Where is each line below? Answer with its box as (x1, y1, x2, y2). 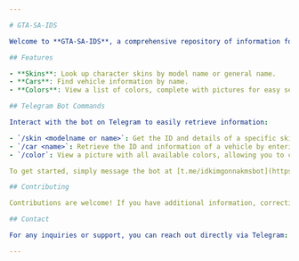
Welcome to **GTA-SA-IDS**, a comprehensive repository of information (9, 37, 280, 45)
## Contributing (9, 183, 69, 192)
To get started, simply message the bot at (9, 167, 174, 175)
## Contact (9, 215, 50, 224)
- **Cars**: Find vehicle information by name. (9, 77, 190, 86)
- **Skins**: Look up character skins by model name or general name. (9, 69, 277, 78)
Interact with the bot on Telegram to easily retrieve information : (9, 118, 269, 126)
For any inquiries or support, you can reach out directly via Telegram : (9, 231, 289, 240)
